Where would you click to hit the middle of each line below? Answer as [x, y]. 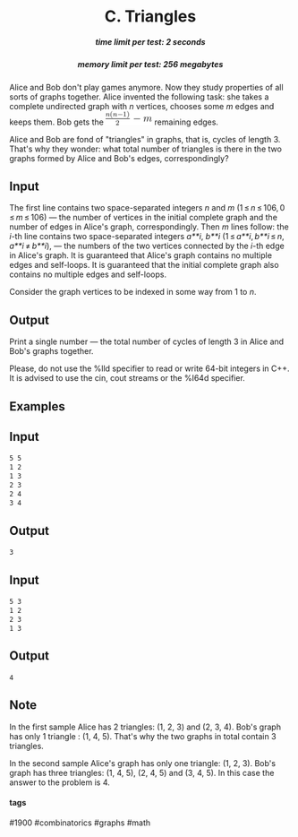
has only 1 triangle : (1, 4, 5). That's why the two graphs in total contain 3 [143, 736]
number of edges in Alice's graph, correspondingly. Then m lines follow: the [149, 227]
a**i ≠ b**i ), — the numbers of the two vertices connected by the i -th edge [147, 246]
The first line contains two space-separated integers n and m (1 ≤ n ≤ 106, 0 [147, 208]
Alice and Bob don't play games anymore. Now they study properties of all [146, 87]
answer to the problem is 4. [60, 782]
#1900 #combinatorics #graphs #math [80, 823]
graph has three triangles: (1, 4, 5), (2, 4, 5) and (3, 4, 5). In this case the [142, 772]
